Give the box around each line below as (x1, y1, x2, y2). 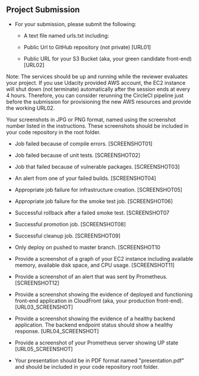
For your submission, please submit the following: (14, 20, 137, 27)
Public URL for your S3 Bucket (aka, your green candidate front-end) (23, 55, 192, 62)
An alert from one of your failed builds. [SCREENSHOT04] (14, 175, 156, 182)
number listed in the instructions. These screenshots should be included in (6, 122, 189, 129)
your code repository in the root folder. (6, 128, 101, 135)
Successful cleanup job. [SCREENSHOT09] (14, 232, 121, 239)
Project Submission (6, 5, 80, 15)
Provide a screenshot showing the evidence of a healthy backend (14, 315, 175, 322)
